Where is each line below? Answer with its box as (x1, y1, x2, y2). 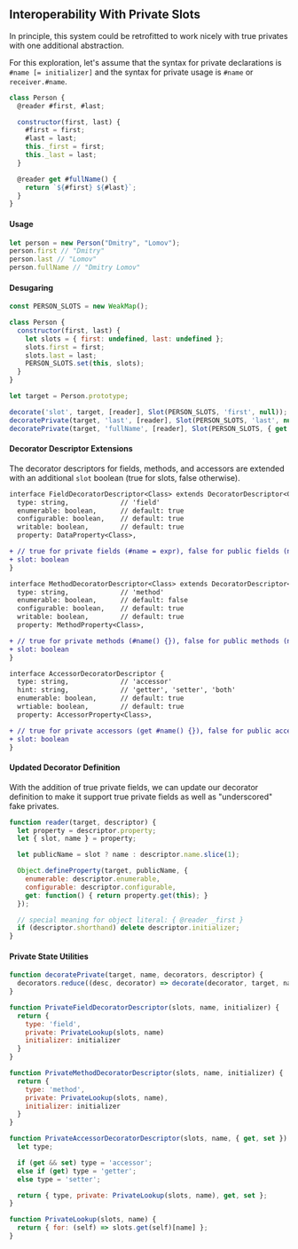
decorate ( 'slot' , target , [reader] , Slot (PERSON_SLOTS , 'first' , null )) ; (9, 407, 288, 416)
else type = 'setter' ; (17, 1174, 101, 1183)
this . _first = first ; (25, 142, 105, 152)
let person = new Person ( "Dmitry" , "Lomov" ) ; (9, 239, 180, 247)
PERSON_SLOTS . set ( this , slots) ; (25, 359, 145, 368)
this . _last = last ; (25, 151, 98, 160)
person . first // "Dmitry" (9, 247, 105, 255)
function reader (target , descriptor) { (9, 818, 157, 827)
